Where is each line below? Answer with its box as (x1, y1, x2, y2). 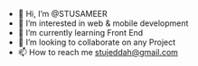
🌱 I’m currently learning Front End (17, 28, 144, 37)
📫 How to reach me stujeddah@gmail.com (17, 47, 179, 57)
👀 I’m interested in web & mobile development (17, 18, 189, 29)
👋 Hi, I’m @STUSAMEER (17, 9, 108, 19)
